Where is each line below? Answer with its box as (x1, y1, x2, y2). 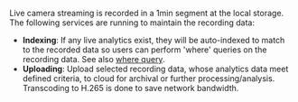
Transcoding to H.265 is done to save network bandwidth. (22, 83, 239, 93)
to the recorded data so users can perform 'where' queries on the (22, 44, 267, 55)
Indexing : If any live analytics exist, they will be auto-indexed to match (22, 35, 285, 45)
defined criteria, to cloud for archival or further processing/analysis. (22, 73, 275, 84)
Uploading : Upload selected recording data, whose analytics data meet (22, 63, 289, 74)
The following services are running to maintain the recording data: (9, 17, 256, 28)
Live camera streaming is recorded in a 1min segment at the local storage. (9, 8, 284, 18)
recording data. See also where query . (22, 54, 165, 64)
